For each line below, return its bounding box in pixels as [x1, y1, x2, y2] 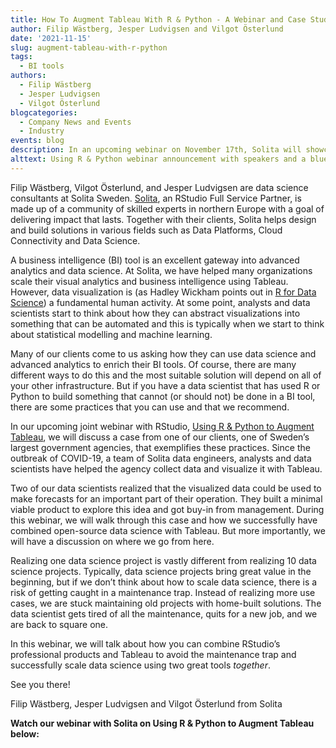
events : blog [10, 136, 65, 146]
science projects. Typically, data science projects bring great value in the [10, 565, 312, 577]
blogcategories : [10, 107, 78, 118]
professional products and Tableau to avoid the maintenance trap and [10, 648, 297, 660]
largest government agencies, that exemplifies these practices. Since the [10, 441, 311, 453]
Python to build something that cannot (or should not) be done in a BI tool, [10, 390, 316, 402]
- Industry [19, 126, 65, 136]
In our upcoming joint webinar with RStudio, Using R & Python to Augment [10, 420, 315, 432]
